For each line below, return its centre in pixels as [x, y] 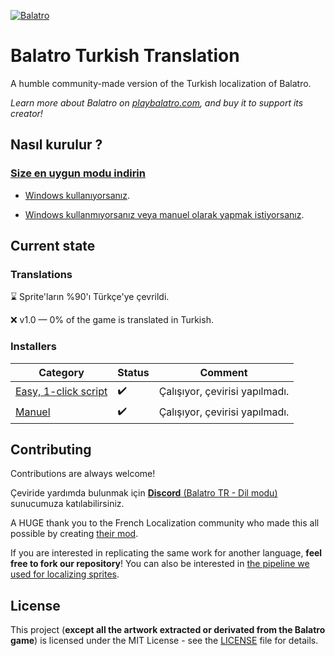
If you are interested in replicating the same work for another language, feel [166, 553]
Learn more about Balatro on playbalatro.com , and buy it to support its [157, 102]
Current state [53, 246]
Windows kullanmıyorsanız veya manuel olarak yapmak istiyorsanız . [164, 214]
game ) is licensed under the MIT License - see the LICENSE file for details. [164, 641]
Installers [33, 347]
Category [61, 372]
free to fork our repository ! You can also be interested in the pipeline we [160, 564]
